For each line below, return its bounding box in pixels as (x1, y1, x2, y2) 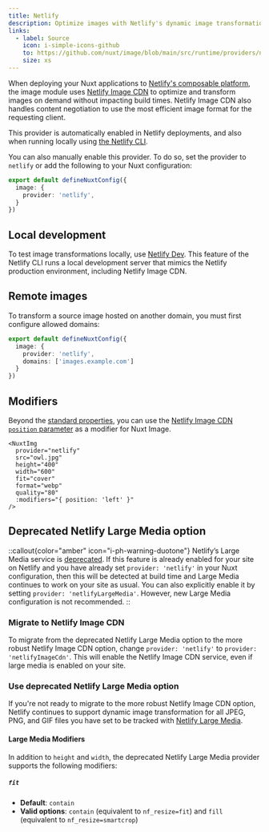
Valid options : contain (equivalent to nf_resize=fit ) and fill (19, 806, 223, 816)
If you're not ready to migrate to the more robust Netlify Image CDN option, (8, 699, 256, 709)
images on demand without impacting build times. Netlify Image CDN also (8, 95, 252, 105)
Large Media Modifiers (8, 734, 86, 744)
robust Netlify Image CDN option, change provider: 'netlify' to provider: (8, 644, 258, 653)
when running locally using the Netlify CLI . (8, 136, 148, 146)
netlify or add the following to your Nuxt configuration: (8, 160, 192, 170)
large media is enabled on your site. (8, 660, 126, 670)
